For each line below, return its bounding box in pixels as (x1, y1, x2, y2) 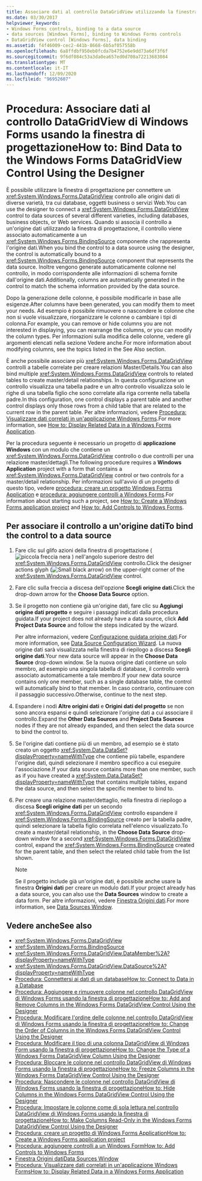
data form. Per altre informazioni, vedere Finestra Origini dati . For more (14, 897, 189, 904)
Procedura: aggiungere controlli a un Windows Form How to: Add (14, 1142, 176, 1149)
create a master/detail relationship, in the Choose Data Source (14, 828, 170, 836)
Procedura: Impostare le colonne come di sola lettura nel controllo (14, 1103, 179, 1111)
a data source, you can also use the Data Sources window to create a (14, 890, 188, 897)
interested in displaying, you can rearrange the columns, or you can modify (6, 327, 192, 334)
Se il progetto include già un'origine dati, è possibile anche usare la (14, 877, 182, 885)
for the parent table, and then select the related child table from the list (14, 848, 191, 855)
